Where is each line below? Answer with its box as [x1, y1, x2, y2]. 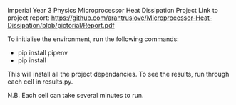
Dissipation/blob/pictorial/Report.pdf [7, 21, 116, 29]
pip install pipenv [17, 49, 68, 57]
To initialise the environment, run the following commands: [7, 35, 180, 43]
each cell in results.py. [7, 77, 73, 86]
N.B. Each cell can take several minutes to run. [7, 92, 144, 99]
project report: [7, 13, 50, 22]
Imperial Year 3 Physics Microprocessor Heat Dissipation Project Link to [7, 6, 219, 14]
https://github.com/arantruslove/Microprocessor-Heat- [51, 13, 212, 22]
